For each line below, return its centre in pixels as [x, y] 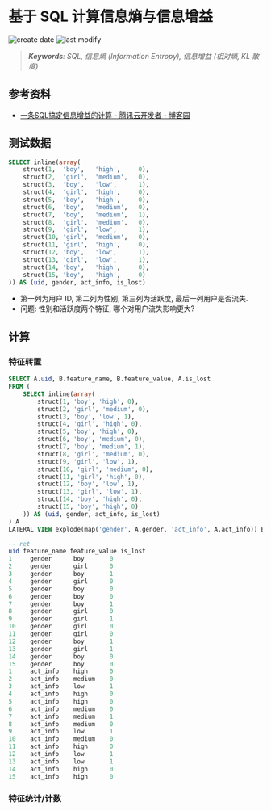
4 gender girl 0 [61, 581]
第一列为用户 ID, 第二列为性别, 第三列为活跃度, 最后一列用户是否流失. [134, 299]
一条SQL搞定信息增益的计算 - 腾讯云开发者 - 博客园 [105, 115]
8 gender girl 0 [61, 611]
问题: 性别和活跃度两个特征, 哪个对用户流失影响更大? [107, 309]
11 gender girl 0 [61, 634]
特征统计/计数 [35, 799]
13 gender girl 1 [61, 649]
